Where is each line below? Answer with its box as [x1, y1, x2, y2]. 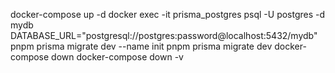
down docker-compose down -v [51, 51, 184, 63]
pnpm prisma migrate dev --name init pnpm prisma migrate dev [10, 40, 273, 52]
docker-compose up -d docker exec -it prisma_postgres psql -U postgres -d [10, 9, 326, 20]
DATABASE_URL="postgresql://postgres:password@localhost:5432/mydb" [10, 30, 318, 41]
